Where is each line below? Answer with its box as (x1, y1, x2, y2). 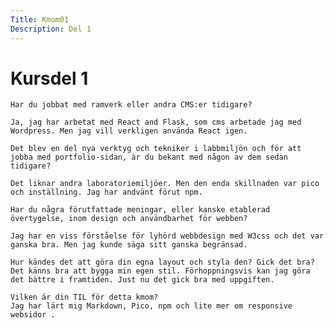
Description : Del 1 (10, 24, 92, 34)
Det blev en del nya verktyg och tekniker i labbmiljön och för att (10, 144, 302, 154)
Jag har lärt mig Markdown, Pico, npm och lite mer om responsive (10, 301, 293, 311)
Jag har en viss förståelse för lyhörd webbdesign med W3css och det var (10, 231, 325, 241)
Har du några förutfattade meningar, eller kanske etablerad (10, 205, 271, 215)
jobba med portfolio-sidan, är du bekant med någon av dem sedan (10, 152, 288, 163)
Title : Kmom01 (10, 14, 70, 25)
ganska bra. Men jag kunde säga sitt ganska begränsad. (10, 240, 248, 250)
